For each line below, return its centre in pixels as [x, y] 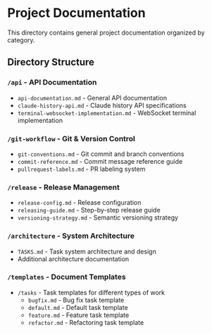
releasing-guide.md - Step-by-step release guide [89, 210]
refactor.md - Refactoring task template [86, 322]
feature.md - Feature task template [79, 315]
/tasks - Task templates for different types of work [91, 292]
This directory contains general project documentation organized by [106, 32]
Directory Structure [51, 62]
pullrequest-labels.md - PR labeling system [81, 169]
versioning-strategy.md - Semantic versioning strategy [98, 217]
